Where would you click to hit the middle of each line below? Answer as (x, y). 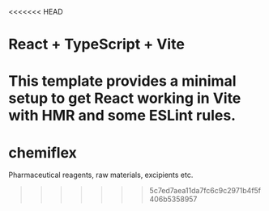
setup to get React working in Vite (125, 98)
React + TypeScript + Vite (96, 44)
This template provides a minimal (122, 81)
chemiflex (43, 152)
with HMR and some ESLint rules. (122, 116)
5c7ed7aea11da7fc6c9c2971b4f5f (205, 191)
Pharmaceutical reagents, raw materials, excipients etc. (101, 175)
